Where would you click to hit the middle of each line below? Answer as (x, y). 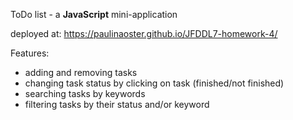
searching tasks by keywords (85, 93)
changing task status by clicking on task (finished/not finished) (154, 83)
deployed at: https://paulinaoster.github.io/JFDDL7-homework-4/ (144, 33)
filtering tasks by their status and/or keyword (117, 104)
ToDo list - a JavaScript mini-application (94, 14)
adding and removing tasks (81, 72)
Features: (30, 53)
